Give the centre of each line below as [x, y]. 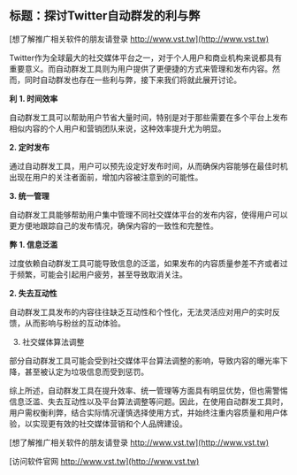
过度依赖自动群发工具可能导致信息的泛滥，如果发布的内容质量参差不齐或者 [145, 263]
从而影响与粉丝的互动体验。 [75, 323]
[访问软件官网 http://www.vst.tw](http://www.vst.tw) [104, 461]
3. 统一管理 [30, 195]
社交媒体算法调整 [53, 341]
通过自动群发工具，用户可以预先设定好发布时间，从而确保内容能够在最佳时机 [148, 165]
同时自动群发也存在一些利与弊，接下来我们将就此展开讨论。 [133, 80]
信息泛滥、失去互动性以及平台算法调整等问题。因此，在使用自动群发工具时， [148, 402]
